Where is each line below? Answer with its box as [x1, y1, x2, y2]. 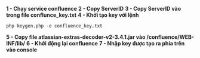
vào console [6, 46, 38, 53]
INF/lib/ [6, 40, 26, 47]
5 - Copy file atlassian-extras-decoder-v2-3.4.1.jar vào [6, 33, 146, 41]
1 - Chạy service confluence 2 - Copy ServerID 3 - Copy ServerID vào [6, 5, 181, 12]
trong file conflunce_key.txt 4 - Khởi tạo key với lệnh [6, 11, 139, 19]
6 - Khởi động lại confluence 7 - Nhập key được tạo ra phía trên [26, 40, 185, 47]
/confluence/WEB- [146, 33, 195, 41]
